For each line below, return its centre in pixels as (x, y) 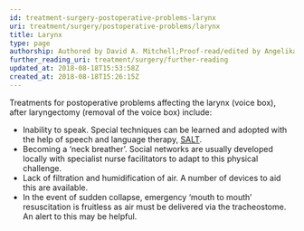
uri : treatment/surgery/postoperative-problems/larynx (115, 26)
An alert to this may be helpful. (80, 216)
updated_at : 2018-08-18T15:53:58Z (75, 69)
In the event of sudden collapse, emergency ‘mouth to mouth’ (137, 197)
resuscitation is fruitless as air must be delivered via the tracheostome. (154, 207)
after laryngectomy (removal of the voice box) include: (111, 112)
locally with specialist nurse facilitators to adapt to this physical (140, 159)
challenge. (42, 168)
